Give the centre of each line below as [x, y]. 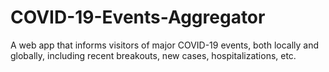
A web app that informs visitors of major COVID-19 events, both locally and [165, 45]
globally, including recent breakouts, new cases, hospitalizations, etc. [153, 55]
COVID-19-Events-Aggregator [138, 17]
